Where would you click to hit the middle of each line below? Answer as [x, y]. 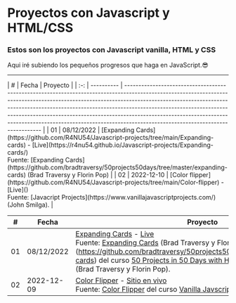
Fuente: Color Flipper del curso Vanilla [138, 290]
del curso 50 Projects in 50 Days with [160, 260]
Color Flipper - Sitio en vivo [121, 281]
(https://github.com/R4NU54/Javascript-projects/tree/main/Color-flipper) [113, 182]
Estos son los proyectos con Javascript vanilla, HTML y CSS [112, 50]
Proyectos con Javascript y [88, 13]
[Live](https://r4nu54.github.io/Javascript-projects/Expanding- [123, 145]
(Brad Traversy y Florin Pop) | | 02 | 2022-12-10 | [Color [108, 175]
